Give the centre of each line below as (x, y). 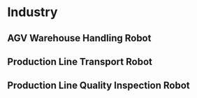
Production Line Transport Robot (80, 61)
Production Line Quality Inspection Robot (98, 86)
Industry (32, 12)
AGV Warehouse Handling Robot (79, 38)
